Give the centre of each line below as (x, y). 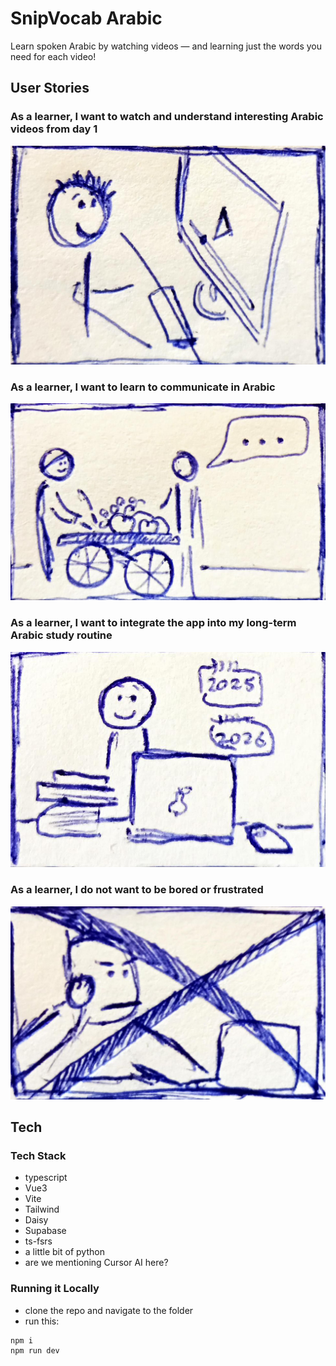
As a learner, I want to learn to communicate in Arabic (143, 387)
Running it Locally (55, 1289)
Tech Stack (38, 1155)
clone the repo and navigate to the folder (109, 1310)
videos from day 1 (54, 129)
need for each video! (53, 56)
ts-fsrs (38, 1241)
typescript (46, 1178)
